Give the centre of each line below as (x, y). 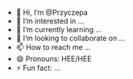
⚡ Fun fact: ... (38, 68)
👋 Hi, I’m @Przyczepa (52, 12)
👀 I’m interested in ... (50, 21)
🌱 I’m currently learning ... (59, 29)
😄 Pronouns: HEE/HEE (54, 59)
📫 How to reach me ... (53, 47)
